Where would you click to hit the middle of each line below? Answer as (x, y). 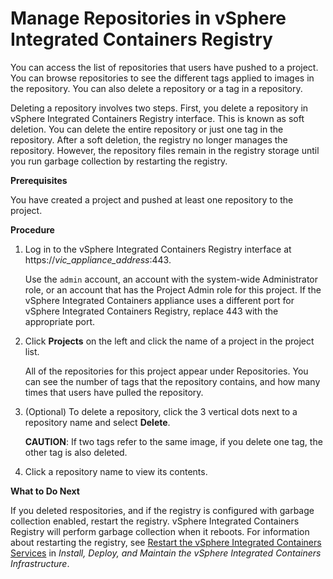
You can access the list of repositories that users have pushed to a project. (164, 67)
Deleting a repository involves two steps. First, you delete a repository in (159, 108)
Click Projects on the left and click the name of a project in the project (169, 341)
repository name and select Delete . (97, 422)
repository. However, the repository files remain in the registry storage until (165, 150)
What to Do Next (45, 491)
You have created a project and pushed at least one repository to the (152, 199)
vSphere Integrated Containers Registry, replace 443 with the (151, 311)
